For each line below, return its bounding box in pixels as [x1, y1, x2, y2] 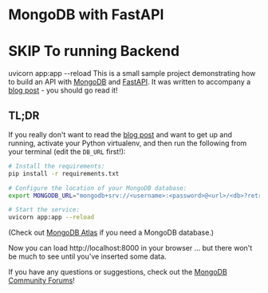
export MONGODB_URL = [8, 192, 77, 200]
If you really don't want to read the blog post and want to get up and [8, 129, 233, 139]
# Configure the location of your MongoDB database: [8, 184, 187, 192]
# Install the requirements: [8, 162, 105, 170]
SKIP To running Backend [8, 42, 180, 61]
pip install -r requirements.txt [8, 169, 120, 177]
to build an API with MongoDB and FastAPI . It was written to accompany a [8, 77, 251, 87]
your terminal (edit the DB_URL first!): [8, 146, 126, 156]
